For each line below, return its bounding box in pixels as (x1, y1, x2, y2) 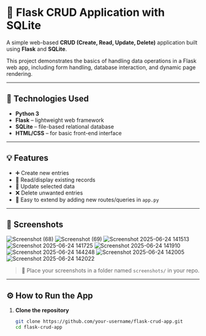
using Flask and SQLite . (6, 45, 67, 53)
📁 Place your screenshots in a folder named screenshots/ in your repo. (21, 267, 200, 274)
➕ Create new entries (15, 169, 69, 176)
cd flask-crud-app (15, 324, 63, 330)
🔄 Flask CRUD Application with (6, 6, 165, 20)
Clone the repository (15, 307, 69, 314)
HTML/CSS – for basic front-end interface (15, 129, 122, 136)
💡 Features (6, 153, 49, 163)
